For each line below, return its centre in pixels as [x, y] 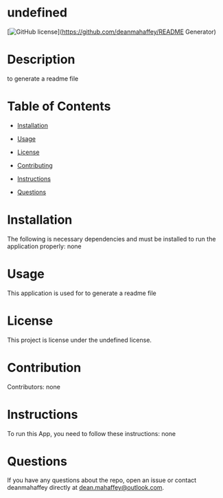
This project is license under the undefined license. [80, 340]
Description [41, 59]
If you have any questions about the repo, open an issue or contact [102, 480]
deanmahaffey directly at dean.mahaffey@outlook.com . [86, 488]
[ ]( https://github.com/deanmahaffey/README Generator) [111, 32]
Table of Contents [59, 106]
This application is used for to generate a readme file [82, 293]
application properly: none [44, 246]
